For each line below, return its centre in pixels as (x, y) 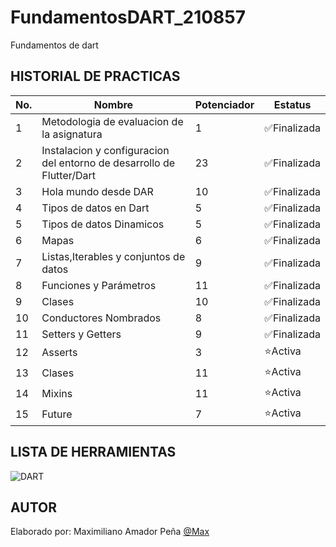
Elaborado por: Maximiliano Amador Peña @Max (110, 532)
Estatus (292, 104)
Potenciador (224, 104)
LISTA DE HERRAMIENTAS (93, 452)
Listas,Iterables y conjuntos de (113, 256)
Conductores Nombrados (101, 318)
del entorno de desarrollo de (108, 163)
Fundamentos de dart (54, 45)
